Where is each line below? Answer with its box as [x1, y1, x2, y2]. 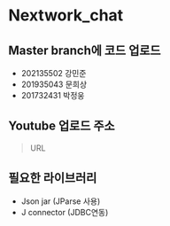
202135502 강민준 [20, 68, 87, 78]
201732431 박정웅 [20, 90, 85, 100]
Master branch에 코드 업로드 [8, 43, 161, 58]
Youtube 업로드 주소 [8, 119, 116, 134]
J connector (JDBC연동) [20, 207, 109, 217]
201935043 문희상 [20, 79, 88, 90]
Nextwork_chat [8, 5, 124, 26]
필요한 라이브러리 [8, 170, 97, 186]
